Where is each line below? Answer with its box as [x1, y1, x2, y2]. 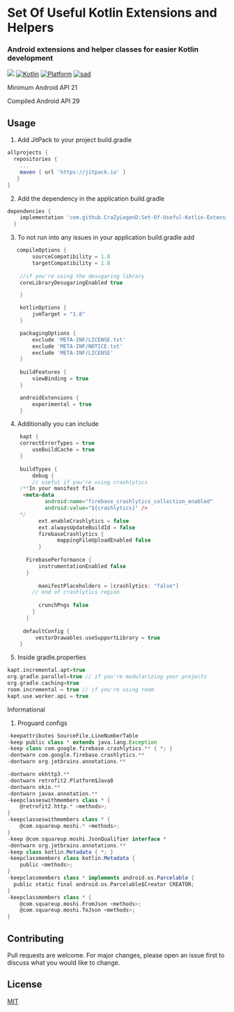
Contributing [7, 933, 64, 944]
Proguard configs [17, 719, 68, 727]
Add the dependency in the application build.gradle [17, 194, 165, 203]
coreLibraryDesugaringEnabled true [19, 279, 123, 286]
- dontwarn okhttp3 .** [7, 771, 70, 778]
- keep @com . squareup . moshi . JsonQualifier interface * [7, 835, 167, 843]
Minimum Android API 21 [7, 84, 78, 92]
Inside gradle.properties [17, 653, 86, 661]
